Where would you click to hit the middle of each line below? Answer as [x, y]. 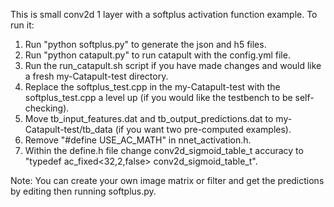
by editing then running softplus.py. [83, 191]
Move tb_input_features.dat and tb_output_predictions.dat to [149, 118]
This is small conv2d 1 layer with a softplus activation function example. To [164, 14]
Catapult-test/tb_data [68, 129]
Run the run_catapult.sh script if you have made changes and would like [173, 65]
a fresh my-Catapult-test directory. [96, 76]
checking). [47, 108]
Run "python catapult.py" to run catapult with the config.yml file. [157, 55]
